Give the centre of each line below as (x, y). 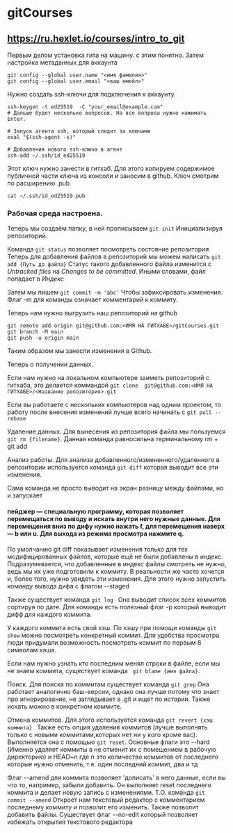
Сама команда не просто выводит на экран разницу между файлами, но (115, 488)
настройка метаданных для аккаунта (63, 63)
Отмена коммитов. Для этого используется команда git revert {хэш (110, 720)
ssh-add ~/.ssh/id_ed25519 (46, 156)
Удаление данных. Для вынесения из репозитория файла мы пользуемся (116, 431)
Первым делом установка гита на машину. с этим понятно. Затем (105, 55)
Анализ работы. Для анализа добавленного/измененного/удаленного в (114, 460)
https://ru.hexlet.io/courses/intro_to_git (96, 39)
